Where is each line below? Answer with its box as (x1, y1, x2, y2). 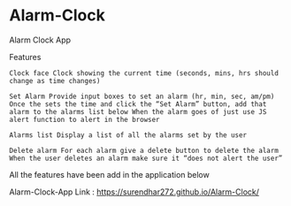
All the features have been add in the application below (9, 169, 210, 179)
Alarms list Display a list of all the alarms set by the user (9, 130, 248, 140)
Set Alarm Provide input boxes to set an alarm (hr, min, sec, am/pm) (9, 92, 275, 101)
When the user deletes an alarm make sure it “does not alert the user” (9, 154, 283, 163)
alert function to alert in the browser (9, 115, 161, 124)
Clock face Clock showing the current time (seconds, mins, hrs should (9, 68, 279, 78)
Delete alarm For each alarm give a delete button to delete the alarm (9, 146, 279, 155)
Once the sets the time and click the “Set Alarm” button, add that (9, 99, 267, 109)
